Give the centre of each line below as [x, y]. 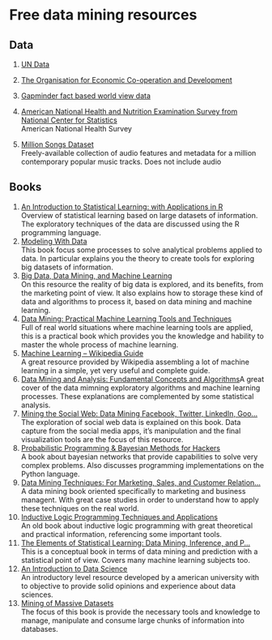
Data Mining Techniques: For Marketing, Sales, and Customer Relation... [141, 482]
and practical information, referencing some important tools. [121, 534]
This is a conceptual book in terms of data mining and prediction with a [139, 551]
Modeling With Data [54, 241]
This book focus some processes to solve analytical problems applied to [141, 250]
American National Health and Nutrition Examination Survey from [129, 112]
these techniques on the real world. [80, 508]
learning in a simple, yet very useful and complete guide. [115, 370]
